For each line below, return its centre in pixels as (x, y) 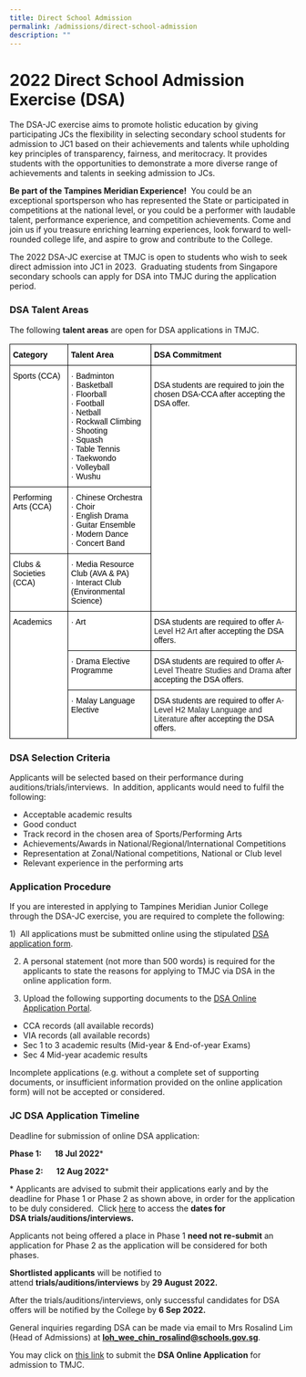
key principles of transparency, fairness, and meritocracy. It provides (138, 154)
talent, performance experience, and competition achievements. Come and (150, 220)
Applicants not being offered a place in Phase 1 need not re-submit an (142, 1235)
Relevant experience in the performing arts (103, 863)
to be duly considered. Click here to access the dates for (117, 1208)
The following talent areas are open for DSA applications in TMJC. (134, 330)
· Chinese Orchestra (107, 497)
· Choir (83, 506)
